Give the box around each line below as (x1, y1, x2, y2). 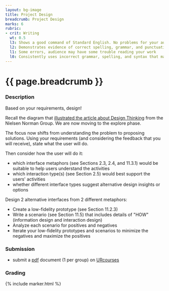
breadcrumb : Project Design (5, 17, 64, 22)
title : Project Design (5, 12, 53, 17)
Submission (5, 245, 35, 252)
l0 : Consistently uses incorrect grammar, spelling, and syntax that (10, 54, 158, 59)
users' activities (12, 176, 46, 182)
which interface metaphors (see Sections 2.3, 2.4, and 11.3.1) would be (12, 160, 158, 166)
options (12, 186, 29, 192)
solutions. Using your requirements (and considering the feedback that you (5, 135, 161, 141)
